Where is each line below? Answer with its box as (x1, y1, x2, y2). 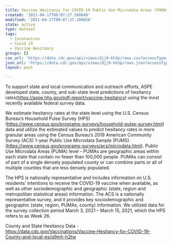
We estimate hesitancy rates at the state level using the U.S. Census (5, 110, 149, 116)
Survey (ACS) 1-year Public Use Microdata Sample (5, 137, 112, 144)
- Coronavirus (10, 37, 40, 42)
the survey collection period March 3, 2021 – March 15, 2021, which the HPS (5, 207, 165, 214)
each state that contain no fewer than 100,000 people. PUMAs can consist (5, 154, 162, 160)
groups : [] (5, 50, 29, 56)
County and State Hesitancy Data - (5, 223, 79, 229)
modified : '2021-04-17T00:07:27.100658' (5, 17, 93, 22)
